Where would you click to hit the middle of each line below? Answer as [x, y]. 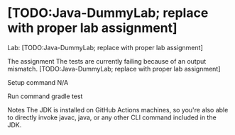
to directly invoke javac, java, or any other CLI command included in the [112, 117]
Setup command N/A [38, 82]
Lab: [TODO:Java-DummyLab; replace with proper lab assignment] [105, 47]
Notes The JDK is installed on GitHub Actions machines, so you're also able [118, 110]
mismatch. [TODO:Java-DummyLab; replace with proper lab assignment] [114, 69]
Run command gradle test [45, 96]
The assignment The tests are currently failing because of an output [107, 61]
